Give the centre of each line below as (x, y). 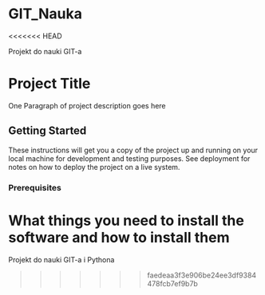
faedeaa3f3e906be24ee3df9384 (202, 275)
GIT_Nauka (45, 14)
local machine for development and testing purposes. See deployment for (129, 158)
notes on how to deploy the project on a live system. (94, 167)
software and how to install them (119, 237)
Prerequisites (35, 187)
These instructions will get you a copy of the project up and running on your (133, 150)
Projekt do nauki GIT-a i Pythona (61, 259)
